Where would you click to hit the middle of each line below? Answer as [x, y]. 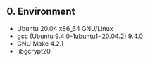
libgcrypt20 [33, 51]
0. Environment [41, 12]
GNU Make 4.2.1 [40, 43]
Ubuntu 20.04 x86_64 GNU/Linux [65, 28]
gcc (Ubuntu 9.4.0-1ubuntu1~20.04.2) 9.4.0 [80, 36]
